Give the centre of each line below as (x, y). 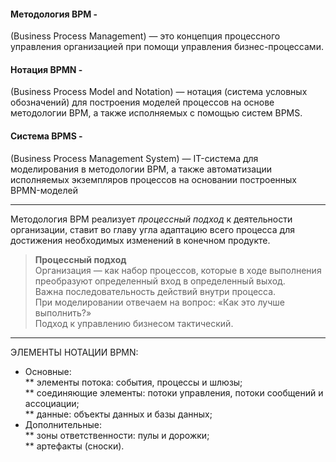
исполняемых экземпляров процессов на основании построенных (154, 179)
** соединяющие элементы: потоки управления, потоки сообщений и (174, 392)
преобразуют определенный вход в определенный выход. (160, 281)
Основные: (48, 371)
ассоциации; (52, 403)
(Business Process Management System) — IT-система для (134, 158)
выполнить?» (63, 312)
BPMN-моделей (44, 190)
